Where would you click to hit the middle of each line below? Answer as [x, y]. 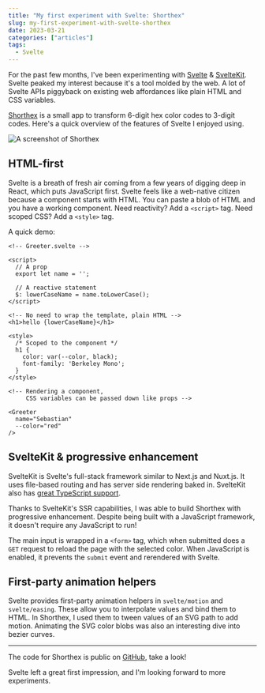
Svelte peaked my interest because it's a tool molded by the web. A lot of [127, 83]
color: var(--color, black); [70, 356]
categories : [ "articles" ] [50, 38]
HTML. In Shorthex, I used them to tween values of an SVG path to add [123, 618]
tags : [17, 45]
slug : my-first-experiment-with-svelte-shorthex [90, 23]
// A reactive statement [56, 288]
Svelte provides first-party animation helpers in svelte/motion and [116, 601]
